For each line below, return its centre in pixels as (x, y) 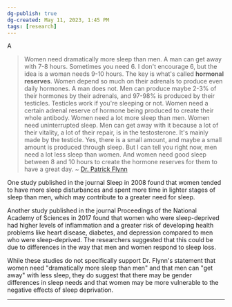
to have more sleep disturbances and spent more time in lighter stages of (112, 190)
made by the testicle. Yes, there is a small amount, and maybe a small (123, 140)
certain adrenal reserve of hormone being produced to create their (119, 110)
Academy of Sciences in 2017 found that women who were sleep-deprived (113, 218)
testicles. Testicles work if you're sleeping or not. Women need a (116, 103)
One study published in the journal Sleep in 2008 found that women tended (114, 183)
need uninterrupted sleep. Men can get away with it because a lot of (121, 126)
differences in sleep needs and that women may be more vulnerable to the (113, 283)
